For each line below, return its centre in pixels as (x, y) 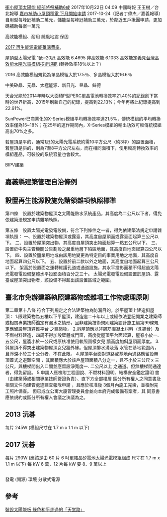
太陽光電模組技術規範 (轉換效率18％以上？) (57, 64)
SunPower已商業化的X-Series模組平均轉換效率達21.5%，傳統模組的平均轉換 (83, 119)
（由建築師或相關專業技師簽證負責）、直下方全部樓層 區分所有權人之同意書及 (83, 379)
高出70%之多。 (21, 131)
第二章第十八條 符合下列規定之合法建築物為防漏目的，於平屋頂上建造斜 (78, 310)
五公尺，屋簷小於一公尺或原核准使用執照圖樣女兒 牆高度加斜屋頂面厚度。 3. (83, 341)
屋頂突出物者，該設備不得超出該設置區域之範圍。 (64, 280)
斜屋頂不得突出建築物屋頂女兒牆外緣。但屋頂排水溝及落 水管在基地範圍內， (82, 348)
